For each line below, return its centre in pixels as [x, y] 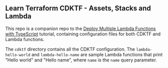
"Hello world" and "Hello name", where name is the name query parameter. [81, 60]
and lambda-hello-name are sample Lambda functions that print [97, 54]
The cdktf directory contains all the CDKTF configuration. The [70, 49]
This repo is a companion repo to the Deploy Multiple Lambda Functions [81, 28]
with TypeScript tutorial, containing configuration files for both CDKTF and [83, 34]
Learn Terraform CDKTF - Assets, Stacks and [78, 8]
